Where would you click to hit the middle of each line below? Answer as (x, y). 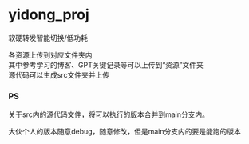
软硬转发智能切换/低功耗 (48, 38)
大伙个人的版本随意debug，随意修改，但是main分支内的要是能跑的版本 (125, 132)
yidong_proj (49, 15)
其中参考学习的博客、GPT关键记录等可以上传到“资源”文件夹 (106, 65)
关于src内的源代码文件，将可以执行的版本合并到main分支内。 (109, 114)
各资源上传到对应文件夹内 (50, 54)
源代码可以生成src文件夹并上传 (59, 74)
